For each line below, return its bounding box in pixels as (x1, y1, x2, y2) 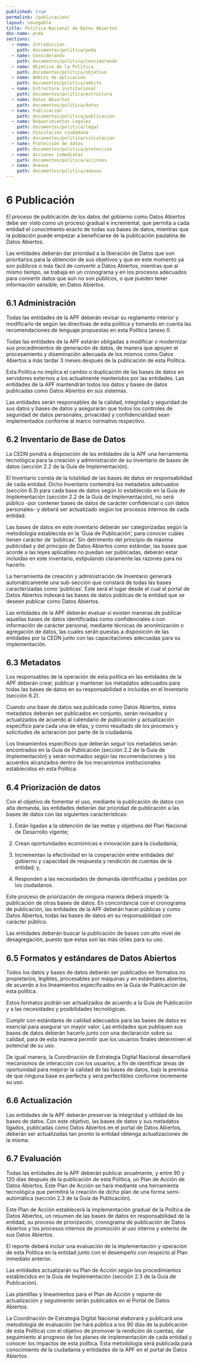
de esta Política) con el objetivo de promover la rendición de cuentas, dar (6, 1327, 184, 1334)
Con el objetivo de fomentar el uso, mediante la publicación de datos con (6, 798, 184, 805)
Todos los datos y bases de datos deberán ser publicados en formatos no (6, 969, 186, 976)
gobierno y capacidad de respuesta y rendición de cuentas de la (14, 858, 173, 865)
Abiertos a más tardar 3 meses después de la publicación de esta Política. (6, 357, 186, 364)
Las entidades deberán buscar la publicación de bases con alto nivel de (6, 929, 181, 937)
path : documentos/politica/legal (17, 124, 99, 130)
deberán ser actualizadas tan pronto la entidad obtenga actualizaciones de (6, 1130, 189, 1137)
